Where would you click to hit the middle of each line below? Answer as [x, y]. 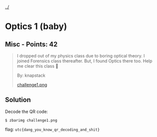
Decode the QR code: [27, 111]
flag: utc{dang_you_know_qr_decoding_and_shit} [53, 129]
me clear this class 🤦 [38, 66]
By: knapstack [31, 75]
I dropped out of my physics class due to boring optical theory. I [81, 56]
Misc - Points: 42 [31, 44]
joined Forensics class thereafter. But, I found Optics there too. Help [85, 61]
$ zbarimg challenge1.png [31, 120]
